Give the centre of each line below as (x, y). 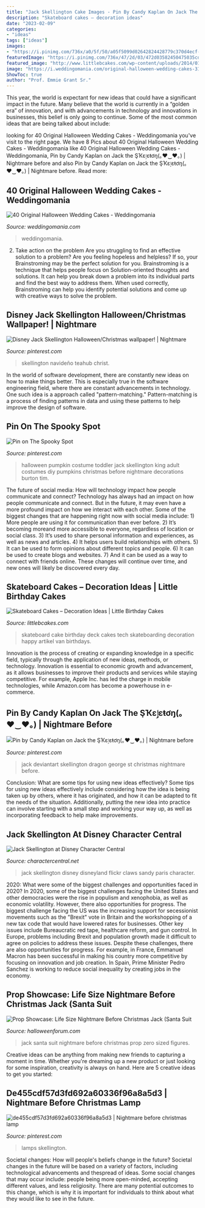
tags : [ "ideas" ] (27, 40)
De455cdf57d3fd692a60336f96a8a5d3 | (87, 1093)
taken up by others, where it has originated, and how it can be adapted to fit (102, 796)
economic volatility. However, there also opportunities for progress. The (96, 904)
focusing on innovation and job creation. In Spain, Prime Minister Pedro (95, 963)
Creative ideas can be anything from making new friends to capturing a (96, 1055)
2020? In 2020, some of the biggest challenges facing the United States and (102, 891)
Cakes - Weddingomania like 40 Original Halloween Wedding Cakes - (93, 149)
